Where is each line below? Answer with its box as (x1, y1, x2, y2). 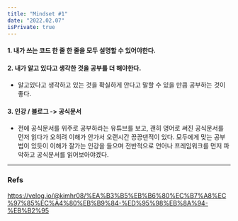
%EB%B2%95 (7, 206, 50, 215)
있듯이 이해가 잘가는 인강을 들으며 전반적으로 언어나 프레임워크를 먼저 (30, 142, 222, 150)
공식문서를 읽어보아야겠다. (36, 150, 109, 159)
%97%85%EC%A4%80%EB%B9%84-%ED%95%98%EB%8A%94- (7, 198, 209, 207)
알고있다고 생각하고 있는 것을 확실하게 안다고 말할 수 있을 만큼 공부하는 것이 (17, 80, 226, 89)
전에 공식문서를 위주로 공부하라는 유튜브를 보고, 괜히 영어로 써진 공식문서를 (17, 124, 225, 133)
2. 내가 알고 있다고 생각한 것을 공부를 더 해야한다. (7, 64, 142, 72)
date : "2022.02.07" (7, 17, 65, 24)
